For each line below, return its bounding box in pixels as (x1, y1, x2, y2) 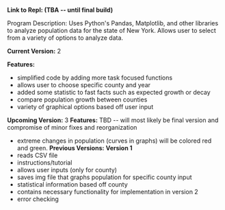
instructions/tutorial (16, 159, 72, 167)
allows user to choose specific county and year (16, 81, 151, 89)
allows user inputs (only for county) (16, 166, 118, 174)
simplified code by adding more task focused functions (16, 73, 173, 82)
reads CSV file (16, 151, 58, 159)
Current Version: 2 (7, 47, 62, 55)
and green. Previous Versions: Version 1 (16, 144, 133, 152)
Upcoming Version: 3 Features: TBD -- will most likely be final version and (7, 116, 219, 124)
